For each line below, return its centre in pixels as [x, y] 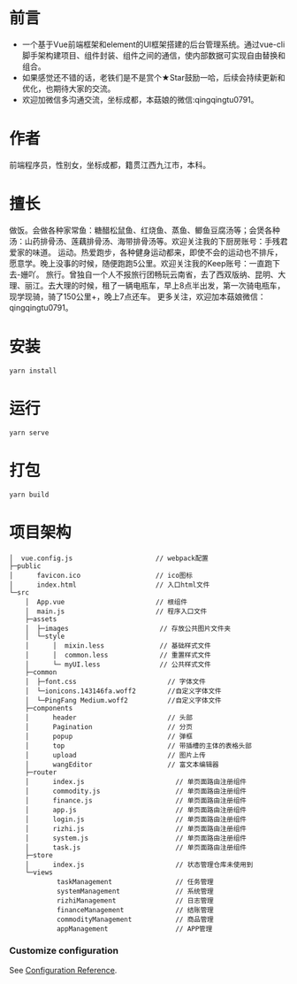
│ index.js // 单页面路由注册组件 [136, 781]
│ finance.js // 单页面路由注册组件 [136, 800]
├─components [49, 708]
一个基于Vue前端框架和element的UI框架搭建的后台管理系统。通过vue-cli [153, 44]
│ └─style [45, 636]
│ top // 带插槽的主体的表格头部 [138, 746]
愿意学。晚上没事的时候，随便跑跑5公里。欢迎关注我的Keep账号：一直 [137, 263]
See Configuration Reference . [63, 970]
